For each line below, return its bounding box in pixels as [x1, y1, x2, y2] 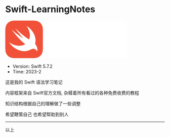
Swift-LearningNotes [5, 4, 96, 15]
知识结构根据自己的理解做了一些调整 [5, 100, 81, 107]
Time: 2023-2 [12, 68, 41, 74]
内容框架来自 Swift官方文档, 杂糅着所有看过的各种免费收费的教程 [5, 89, 140, 96]
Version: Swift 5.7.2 [12, 63, 53, 69]
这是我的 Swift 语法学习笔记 [5, 79, 63, 85]
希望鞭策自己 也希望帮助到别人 [5, 111, 69, 117]
